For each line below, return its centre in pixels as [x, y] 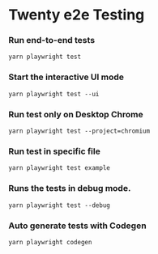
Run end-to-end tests [52, 40]
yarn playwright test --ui [54, 94]
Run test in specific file [55, 151]
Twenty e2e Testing [77, 15]
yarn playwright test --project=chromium [79, 131]
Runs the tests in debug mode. [70, 188]
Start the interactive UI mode [66, 77]
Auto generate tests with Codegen [78, 226]
